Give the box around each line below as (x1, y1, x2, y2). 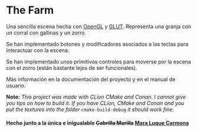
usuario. (6, 82, 27, 89)
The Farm (6, 4, 54, 17)
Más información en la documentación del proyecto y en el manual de (6, 76, 176, 83)
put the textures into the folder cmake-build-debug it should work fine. (6, 106, 175, 113)
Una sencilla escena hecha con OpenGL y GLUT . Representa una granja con (6, 23, 192, 30)
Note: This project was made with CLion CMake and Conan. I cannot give (6, 93, 186, 100)
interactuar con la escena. (6, 46, 70, 53)
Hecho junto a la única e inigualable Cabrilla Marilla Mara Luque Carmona (6, 119, 189, 126)
